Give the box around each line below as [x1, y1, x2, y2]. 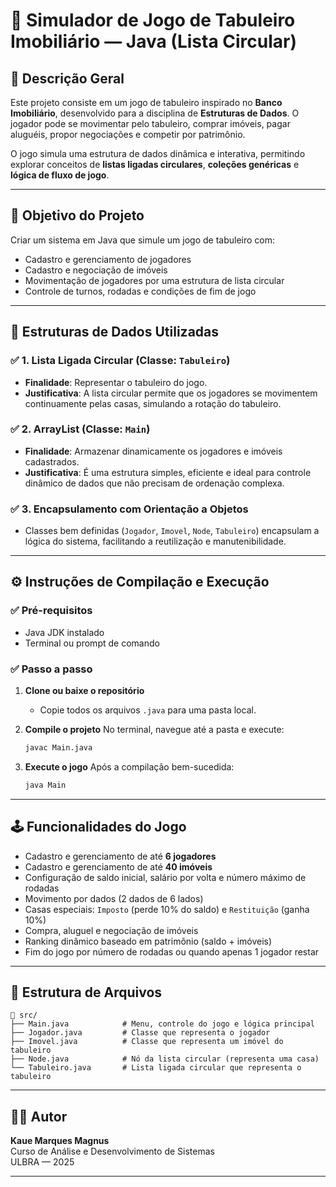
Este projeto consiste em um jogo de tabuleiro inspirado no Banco [10, 97, 283, 108]
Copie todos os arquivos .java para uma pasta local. [39, 704, 257, 716]
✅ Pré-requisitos [10, 604, 93, 618]
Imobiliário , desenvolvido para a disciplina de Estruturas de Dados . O [10, 107, 300, 119]
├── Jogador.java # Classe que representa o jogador [10, 1028, 271, 1038]
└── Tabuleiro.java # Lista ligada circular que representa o [10, 1063, 302, 1073]
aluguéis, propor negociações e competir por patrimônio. [10, 129, 246, 140]
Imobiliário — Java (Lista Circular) [10, 30, 298, 53]
